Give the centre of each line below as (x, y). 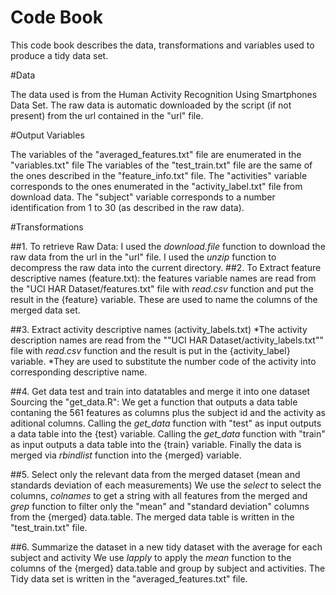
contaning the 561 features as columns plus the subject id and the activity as (168, 412)
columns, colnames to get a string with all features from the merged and (159, 495)
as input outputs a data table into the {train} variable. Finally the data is (156, 444)
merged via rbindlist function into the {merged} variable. (126, 455)
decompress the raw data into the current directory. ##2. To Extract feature (166, 267)
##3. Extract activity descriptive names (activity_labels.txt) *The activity (159, 329)
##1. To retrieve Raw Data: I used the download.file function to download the (168, 246)
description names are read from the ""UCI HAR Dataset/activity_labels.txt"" (167, 340)
